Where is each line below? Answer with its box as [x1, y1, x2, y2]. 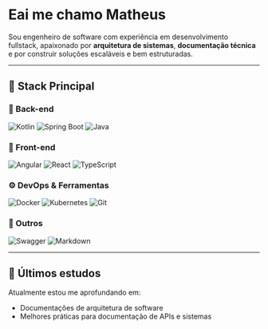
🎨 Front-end [8, 141, 56, 153]
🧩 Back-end [8, 104, 54, 115]
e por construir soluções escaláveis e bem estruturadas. [8, 49, 194, 58]
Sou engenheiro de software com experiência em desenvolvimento [8, 32, 229, 42]
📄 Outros [8, 218, 43, 229]
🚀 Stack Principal [8, 80, 95, 93]
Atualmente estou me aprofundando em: [8, 287, 141, 297]
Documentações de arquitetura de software [19, 303, 164, 313]
